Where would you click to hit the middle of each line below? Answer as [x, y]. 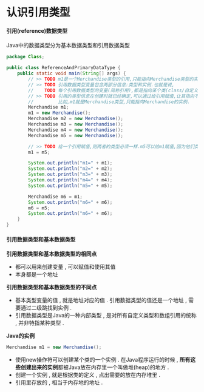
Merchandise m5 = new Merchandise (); [76, 135]
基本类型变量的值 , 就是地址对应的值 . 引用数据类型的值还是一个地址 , [101, 300]
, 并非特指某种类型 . [39, 323]
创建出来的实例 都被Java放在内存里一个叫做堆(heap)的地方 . [95, 367]
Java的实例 [21, 336]
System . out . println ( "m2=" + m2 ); [70, 169]
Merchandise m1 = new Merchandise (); [54, 347]
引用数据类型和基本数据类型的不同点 [52, 287]
